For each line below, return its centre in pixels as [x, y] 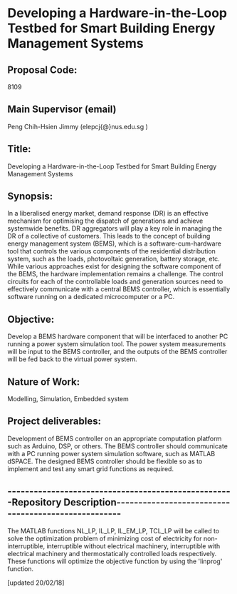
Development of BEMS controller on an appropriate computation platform [115, 438]
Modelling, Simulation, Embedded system [68, 399]
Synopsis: [30, 197]
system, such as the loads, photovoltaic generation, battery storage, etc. [114, 259]
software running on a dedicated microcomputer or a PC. [91, 297]
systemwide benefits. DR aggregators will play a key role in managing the [115, 228]
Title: [19, 149]
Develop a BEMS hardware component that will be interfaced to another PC [118, 336]
